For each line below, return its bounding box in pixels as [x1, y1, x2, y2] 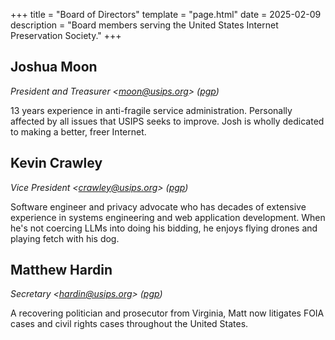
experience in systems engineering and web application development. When [10, 211, 326, 223]
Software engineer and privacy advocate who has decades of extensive [10, 200, 307, 213]
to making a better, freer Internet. [10, 125, 147, 138]
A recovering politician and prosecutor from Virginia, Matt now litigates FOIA [10, 307, 325, 319]
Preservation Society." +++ [10, 30, 122, 41]
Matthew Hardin [10, 262, 113, 279]
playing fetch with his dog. [10, 232, 120, 244]
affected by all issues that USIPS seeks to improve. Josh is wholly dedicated [10, 115, 325, 127]
